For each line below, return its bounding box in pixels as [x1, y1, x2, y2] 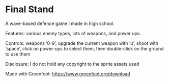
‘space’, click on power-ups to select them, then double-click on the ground [5, 45, 164, 51]
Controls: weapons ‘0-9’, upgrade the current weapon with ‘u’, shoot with [5, 40, 159, 46]
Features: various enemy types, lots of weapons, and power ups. [5, 30, 142, 36]
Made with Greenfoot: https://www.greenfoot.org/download [5, 70, 131, 77]
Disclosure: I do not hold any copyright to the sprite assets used [5, 61, 139, 67]
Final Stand [5, 4, 54, 15]
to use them [5, 51, 31, 57]
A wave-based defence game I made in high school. [5, 20, 115, 26]
